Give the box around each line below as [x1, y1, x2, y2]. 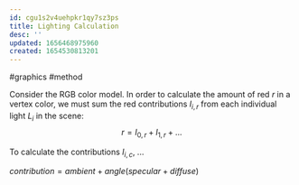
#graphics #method [9, 71, 83, 82]
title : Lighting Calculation [9, 22, 119, 31]
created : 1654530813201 [9, 47, 99, 56]
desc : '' [9, 30, 42, 39]
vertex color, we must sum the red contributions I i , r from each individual [9, 98, 277, 111]
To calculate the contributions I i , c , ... [9, 146, 145, 159]
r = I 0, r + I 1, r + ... [121, 126, 182, 140]
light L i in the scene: [9, 110, 84, 123]
